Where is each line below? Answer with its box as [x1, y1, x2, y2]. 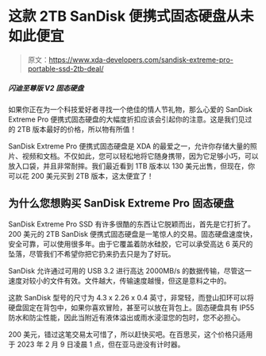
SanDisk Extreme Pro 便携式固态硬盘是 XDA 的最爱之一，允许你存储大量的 [8, 141, 251, 151]
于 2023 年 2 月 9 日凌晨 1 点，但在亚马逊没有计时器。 [8, 339, 185, 349]
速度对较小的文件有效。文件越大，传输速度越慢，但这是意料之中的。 [8, 276, 231, 285]
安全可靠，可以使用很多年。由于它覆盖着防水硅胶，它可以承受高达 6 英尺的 [8, 239, 253, 249]
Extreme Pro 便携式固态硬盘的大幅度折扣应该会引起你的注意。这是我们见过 [8, 114, 253, 124]
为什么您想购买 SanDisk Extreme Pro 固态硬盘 [8, 196, 234, 211]
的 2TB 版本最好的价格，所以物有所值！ [8, 124, 137, 133]
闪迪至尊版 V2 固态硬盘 [8, 83, 84, 92]
